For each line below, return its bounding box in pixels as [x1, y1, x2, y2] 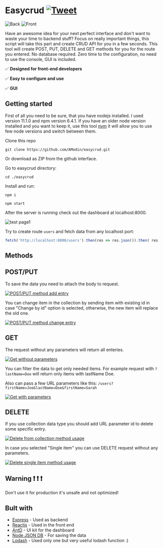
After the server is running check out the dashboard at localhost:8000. [5, 210, 147, 215]
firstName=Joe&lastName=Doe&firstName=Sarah [5, 385, 97, 390]
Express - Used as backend [12, 517, 68, 523]
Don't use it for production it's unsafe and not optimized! [5, 490, 119, 496]
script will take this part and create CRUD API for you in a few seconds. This [5, 40, 158, 46]
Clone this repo [5, 137, 36, 143]
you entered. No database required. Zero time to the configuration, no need [5, 51, 157, 57]
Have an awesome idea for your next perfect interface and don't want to [5, 30, 150, 36]
